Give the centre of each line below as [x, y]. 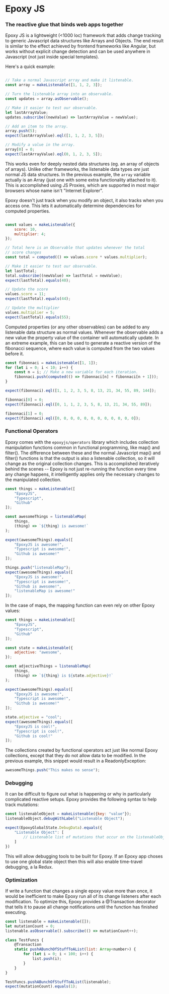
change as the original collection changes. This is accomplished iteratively [82, 463]
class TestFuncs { [24, 940]
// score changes [23, 252]
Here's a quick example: [30, 67]
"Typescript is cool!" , [39, 731]
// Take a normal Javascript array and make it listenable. [70, 80]
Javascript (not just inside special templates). [52, 57]
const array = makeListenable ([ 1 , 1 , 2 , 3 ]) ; [54, 85]
